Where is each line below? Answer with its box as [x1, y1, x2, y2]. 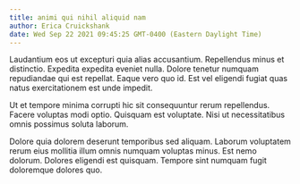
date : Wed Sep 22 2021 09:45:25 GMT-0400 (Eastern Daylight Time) [9, 29, 262, 38]
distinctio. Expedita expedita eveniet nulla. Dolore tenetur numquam [9, 63, 260, 74]
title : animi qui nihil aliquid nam [9, 13, 146, 22]
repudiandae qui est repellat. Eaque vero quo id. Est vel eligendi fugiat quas [9, 73, 288, 84]
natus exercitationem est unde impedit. [9, 82, 153, 94]
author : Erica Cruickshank [9, 21, 110, 30]
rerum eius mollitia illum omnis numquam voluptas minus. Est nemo [9, 146, 257, 156]
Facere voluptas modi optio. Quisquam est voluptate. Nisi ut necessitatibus [9, 109, 286, 121]
